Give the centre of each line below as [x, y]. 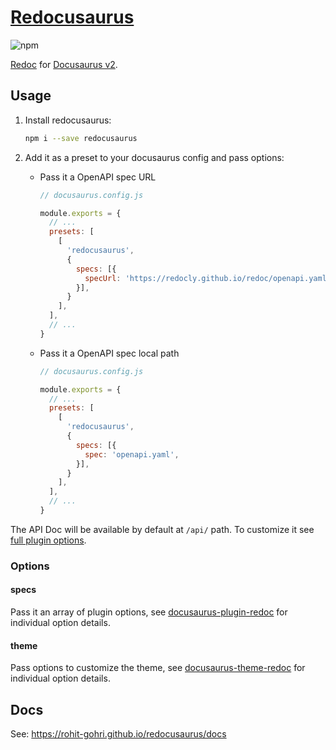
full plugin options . [48, 540]
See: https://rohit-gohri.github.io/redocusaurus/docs [118, 734]
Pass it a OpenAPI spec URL [98, 177]
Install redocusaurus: [68, 120]
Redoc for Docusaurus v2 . [64, 64]
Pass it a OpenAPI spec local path [109, 353]
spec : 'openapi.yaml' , [132, 454]
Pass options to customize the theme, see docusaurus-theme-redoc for [158, 668]
